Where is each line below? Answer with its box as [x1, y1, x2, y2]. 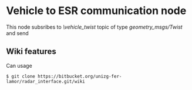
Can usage [6, 62, 32, 69]
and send [6, 29, 29, 36]
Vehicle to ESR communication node [6, 4, 187, 18]
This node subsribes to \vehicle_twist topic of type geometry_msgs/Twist [6, 23, 183, 30]
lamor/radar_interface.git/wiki [6, 78, 85, 84]
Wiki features [6, 47, 57, 57]
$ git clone [6, 73, 35, 79]
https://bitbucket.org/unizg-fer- [37, 73, 122, 79]
